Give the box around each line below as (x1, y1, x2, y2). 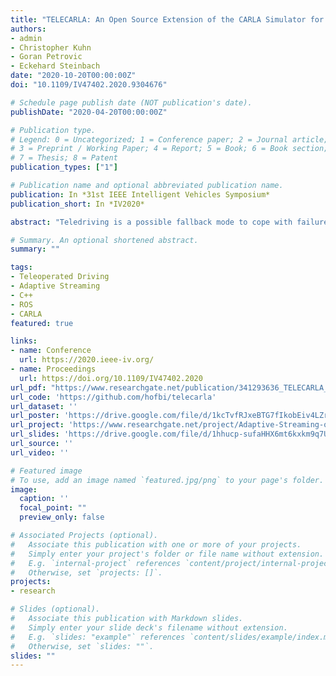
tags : (10, 262, 33, 273)
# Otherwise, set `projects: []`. (10, 567, 163, 578)
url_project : (10, 420, 65, 430)
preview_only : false (19, 512, 105, 523)
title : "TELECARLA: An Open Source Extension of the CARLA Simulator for (10, 14, 325, 25)
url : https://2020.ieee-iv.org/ (19, 355, 155, 365)
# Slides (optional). (10, 604, 101, 615)
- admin (10, 33, 43, 43)
